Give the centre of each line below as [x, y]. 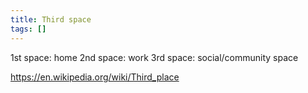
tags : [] [28, 29]
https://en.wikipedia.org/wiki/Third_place [95, 77]
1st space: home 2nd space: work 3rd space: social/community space [154, 57]
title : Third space [51, 19]
